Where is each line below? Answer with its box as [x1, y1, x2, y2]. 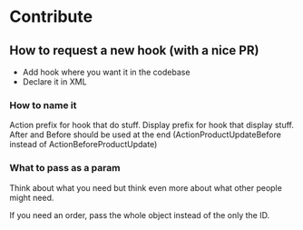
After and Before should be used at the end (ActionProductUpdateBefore [9, 129, 281, 140]
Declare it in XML [22, 76, 88, 87]
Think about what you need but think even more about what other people [9, 182, 283, 193]
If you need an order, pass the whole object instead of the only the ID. [9, 209, 270, 220]
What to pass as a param [9, 162, 121, 175]
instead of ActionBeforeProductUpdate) [9, 139, 158, 150]
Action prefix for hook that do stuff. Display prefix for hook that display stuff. [9, 120, 295, 131]
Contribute [9, 6, 93, 27]
